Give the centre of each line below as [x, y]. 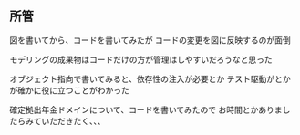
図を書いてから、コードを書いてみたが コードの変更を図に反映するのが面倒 [150, 40]
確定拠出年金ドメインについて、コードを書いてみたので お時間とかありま [146, 109]
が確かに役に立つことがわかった [69, 90]
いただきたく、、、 [73, 120]
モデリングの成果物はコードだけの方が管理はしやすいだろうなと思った [141, 59]
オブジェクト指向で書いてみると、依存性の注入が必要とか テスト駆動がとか [150, 78]
